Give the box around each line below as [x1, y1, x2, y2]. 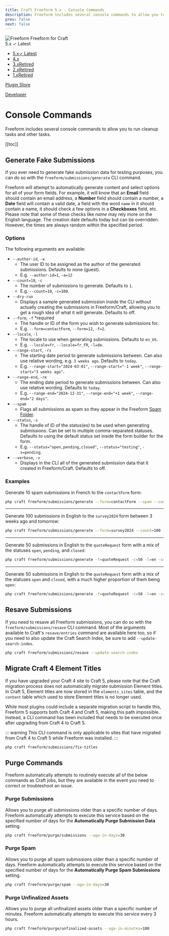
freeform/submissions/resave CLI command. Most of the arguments [5, 624, 146, 630]
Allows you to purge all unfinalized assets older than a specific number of [5, 905, 157, 911]
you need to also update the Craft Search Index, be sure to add [5, 635, 136, 641]
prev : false [5, 17, 30, 22]
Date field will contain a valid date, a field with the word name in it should [5, 201, 154, 206]
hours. [5, 916, 19, 922]
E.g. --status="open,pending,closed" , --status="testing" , [20, 444, 142, 450]
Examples [5, 478, 30, 485]
